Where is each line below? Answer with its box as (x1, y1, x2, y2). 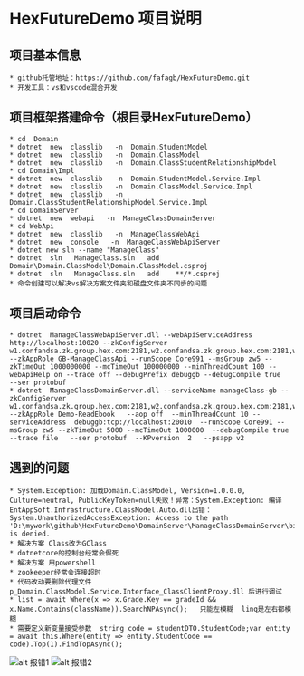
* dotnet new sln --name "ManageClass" (9, 246, 160, 255)
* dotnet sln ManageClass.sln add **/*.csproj (9, 269, 221, 278)
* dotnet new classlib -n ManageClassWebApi (9, 229, 201, 238)
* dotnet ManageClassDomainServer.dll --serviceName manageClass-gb (9, 386, 278, 395)
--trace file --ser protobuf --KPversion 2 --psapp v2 (9, 433, 245, 442)
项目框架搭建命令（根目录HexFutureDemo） (9, 110, 258, 125)
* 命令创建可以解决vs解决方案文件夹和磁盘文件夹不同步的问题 (9, 278, 208, 288)
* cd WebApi (9, 221, 54, 231)
